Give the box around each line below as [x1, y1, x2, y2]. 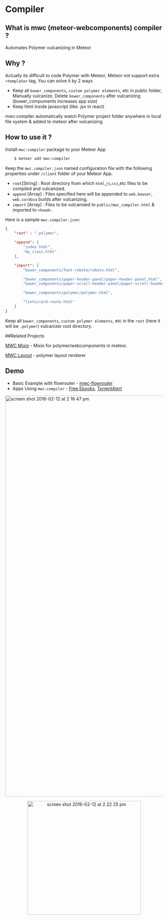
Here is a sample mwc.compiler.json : [5, 217, 80, 223]
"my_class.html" [23, 249, 57, 254]
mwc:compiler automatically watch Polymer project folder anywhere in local [5, 113, 161, 119]
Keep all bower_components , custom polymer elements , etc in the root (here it [5, 317, 160, 324]
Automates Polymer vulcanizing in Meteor [5, 45, 91, 51]
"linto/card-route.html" [23, 299, 75, 304]
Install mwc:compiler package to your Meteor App [5, 146, 106, 152]
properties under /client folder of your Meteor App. [5, 170, 113, 176]
